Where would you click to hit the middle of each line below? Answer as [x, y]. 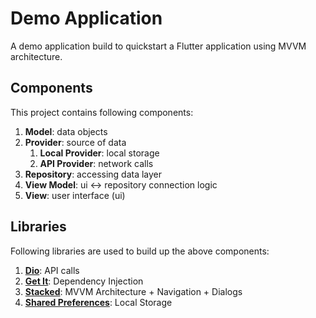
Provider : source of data [75, 142]
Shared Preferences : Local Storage [98, 302]
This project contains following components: [102, 112]
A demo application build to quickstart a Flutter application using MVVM [158, 46]
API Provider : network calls [96, 163]
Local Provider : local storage [99, 153]
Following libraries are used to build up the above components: [140, 251]
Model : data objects [66, 131]
